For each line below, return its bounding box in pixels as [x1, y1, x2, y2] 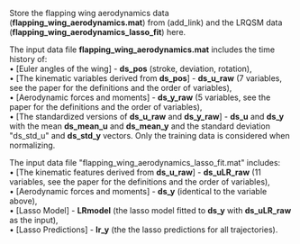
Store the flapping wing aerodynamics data [9, 8, 169, 18]
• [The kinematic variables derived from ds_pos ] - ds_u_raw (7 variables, [9, 73, 282, 84]
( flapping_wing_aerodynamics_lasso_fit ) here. [9, 27, 186, 37]
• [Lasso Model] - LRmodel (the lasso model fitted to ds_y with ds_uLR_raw [9, 205, 292, 215]
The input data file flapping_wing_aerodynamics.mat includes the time [9, 44, 276, 55]
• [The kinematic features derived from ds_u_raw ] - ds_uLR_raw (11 [9, 167, 261, 177]
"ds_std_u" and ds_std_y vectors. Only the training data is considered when [9, 131, 290, 140]
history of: [9, 54, 48, 64]
